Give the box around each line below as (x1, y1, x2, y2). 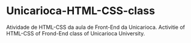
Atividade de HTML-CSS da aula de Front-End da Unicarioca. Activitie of (6, 24, 185, 31)
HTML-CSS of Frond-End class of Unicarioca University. (6, 29, 145, 37)
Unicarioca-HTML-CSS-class (6, 4, 155, 18)
